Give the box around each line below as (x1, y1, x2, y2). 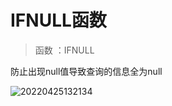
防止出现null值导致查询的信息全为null (10, 65, 163, 77)
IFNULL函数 (10, 9, 107, 32)
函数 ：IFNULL (34, 44, 95, 56)
